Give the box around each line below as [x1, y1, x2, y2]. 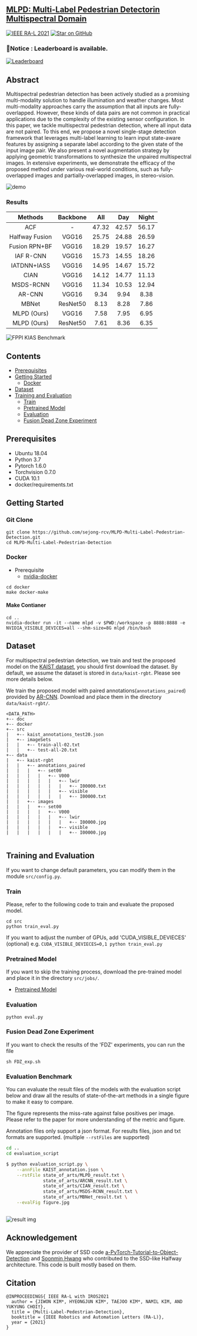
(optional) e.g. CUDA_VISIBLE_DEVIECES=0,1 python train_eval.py [6, 940, 163, 947]
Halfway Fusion [9, 233, 52, 241]
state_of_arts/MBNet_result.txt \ [43, 1194, 128, 1200]
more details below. [6, 675, 54, 683]
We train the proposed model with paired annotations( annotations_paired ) [6, 687, 186, 694]
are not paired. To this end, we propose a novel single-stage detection [6, 128, 176, 135]
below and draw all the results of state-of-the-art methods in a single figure [6, 1092, 189, 1099]
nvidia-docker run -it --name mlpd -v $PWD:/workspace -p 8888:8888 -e [6, 620, 185, 626]
